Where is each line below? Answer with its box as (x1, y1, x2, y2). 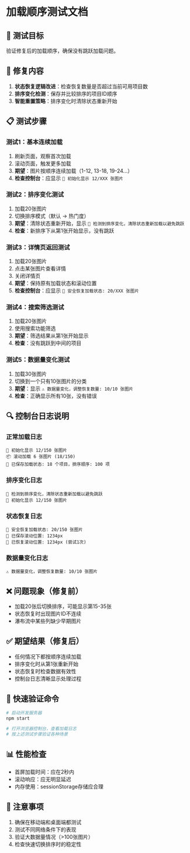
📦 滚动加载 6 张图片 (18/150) (6, 454, 76, 460)
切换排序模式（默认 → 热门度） (14, 212, 89, 219)
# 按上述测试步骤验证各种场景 (6, 731, 68, 737)
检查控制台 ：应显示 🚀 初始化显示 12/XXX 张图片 (14, 174, 124, 182)
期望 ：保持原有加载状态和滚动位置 (14, 280, 97, 287)
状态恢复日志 (6, 512, 43, 520)
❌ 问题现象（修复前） (6, 586, 83, 596)
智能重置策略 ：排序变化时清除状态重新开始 (14, 98, 118, 105)
